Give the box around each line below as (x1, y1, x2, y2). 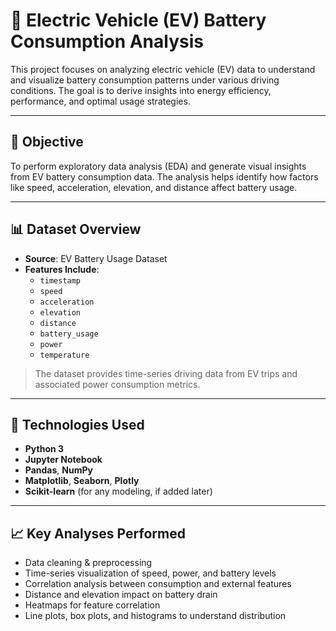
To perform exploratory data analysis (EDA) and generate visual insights (10, 160, 307, 172)
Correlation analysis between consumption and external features (24, 578, 292, 590)
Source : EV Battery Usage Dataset (24, 252, 168, 264)
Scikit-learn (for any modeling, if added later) (24, 485, 213, 498)
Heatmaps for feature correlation (24, 599, 161, 611)
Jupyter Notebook (24, 454, 103, 466)
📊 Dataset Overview (10, 221, 142, 238)
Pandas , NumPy (24, 464, 93, 476)
